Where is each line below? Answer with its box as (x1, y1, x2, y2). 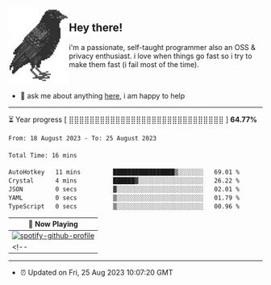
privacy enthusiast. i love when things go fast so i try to (69, 51, 252, 61)
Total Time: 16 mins (8, 151, 78, 159)
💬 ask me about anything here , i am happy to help (19, 90, 186, 100)
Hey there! (69, 21, 123, 35)
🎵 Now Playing (27, 220, 78, 229)
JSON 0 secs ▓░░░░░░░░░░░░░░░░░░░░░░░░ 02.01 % (8, 186, 240, 194)
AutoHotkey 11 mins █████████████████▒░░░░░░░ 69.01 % (8, 168, 240, 177)
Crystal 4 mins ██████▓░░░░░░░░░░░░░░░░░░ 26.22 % (8, 177, 240, 185)
